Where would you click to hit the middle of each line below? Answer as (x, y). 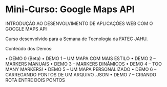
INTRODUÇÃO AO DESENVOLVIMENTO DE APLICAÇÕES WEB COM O (79, 23)
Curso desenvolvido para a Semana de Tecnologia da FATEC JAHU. (77, 39)
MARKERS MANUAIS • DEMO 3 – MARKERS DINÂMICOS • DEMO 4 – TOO (84, 64)
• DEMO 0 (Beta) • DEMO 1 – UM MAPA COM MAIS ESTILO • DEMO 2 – (81, 58)
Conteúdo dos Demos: (29, 48)
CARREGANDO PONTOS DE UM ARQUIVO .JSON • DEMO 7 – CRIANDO (81, 74)
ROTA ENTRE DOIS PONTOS (35, 80)
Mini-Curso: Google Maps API (70, 9)
